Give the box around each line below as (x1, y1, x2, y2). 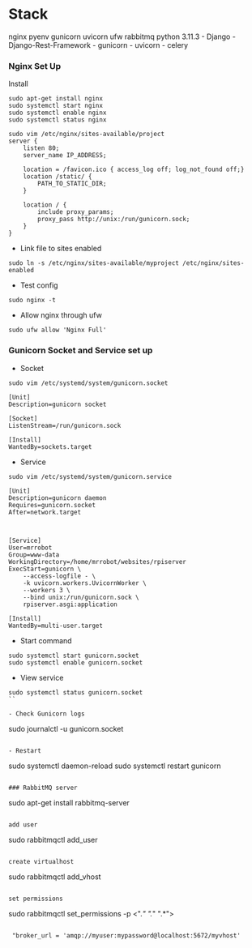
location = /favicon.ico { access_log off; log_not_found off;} (23, 165, 245, 174)
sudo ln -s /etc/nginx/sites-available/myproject (8, 259, 180, 267)
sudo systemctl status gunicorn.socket (8, 688, 143, 697)
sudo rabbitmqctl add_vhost (8, 872, 101, 882)
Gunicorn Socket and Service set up (8, 345, 153, 357)
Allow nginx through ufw (19, 310, 103, 320)
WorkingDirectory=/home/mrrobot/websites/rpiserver (8, 557, 186, 566)
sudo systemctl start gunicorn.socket (8, 651, 139, 660)
